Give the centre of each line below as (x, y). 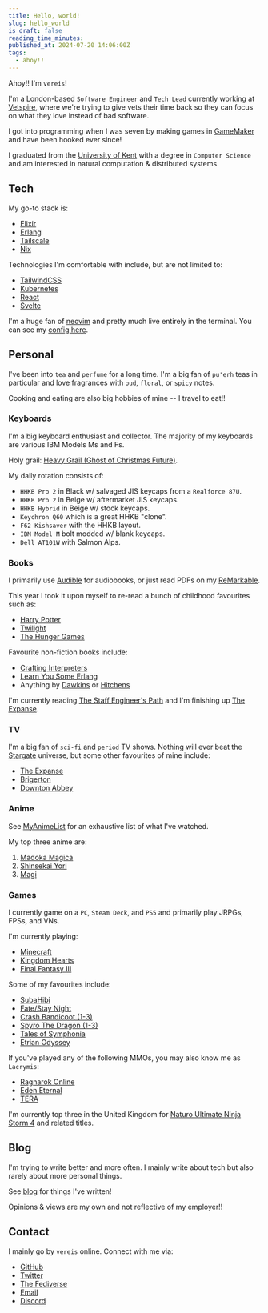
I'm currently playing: (43, 936)
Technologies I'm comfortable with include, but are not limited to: (115, 264)
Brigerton (36, 779)
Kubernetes (39, 288)
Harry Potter (40, 620)
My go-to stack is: (38, 208)
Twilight (33, 628)
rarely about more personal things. (65, 1175)
